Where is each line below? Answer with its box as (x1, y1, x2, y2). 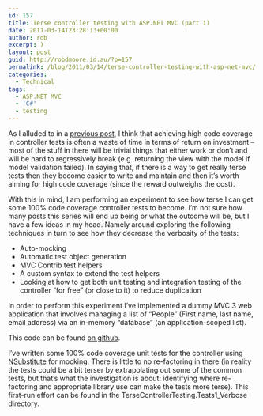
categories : (8, 70, 47, 78)
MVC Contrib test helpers (19, 260, 103, 270)
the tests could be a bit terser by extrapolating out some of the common (8, 365, 242, 374)
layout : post (8, 48, 51, 56)
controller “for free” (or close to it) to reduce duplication (19, 286, 201, 295)
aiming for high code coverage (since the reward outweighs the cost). (8, 180, 235, 188)
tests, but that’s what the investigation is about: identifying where (8, 373, 220, 383)
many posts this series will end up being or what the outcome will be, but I (8, 211, 250, 221)
